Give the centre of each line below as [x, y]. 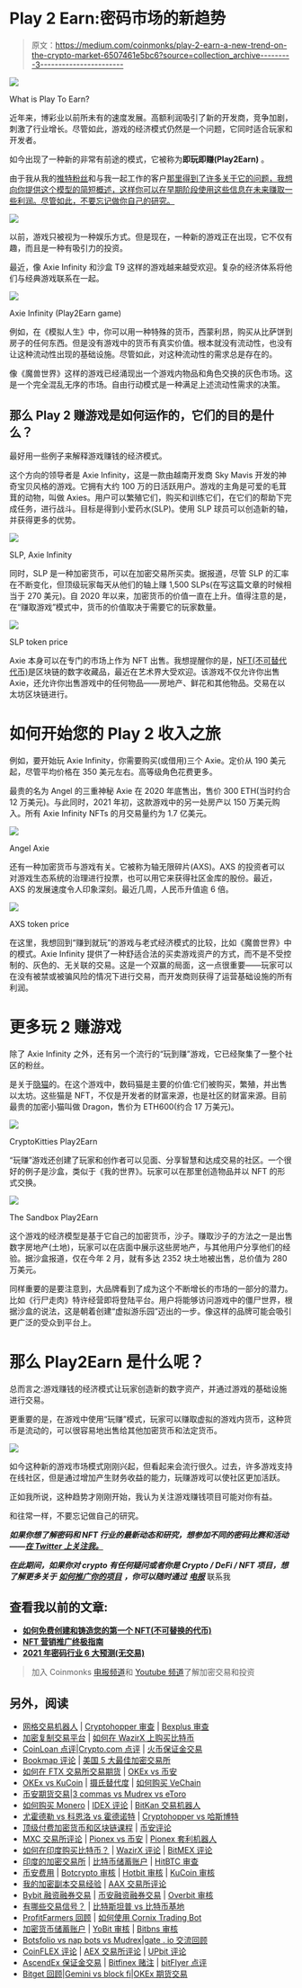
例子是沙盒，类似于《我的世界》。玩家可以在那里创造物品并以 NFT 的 [151, 1171]
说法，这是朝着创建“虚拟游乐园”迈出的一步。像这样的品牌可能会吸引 [166, 1311]
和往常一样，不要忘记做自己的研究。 [76, 1515]
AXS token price [40, 923]
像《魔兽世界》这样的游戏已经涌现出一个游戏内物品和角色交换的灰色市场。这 [151, 373]
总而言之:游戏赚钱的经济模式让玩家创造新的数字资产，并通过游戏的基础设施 [148, 1388]
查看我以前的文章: [59, 1607]
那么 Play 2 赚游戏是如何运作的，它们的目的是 [136, 416]
